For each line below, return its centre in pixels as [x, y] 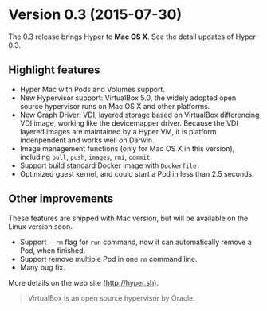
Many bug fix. [42, 267]
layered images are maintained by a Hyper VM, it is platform [118, 131]
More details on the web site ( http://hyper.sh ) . [84, 282]
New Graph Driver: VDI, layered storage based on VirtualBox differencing [139, 115]
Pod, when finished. [53, 250]
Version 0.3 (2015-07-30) [95, 15]
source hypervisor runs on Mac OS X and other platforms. [115, 106]
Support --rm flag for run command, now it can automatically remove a [136, 242]
